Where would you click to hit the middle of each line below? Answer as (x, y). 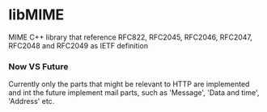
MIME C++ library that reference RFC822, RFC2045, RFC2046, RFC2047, (131, 37)
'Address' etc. (32, 102)
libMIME (36, 15)
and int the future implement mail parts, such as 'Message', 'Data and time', (134, 93)
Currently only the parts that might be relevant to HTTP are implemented (129, 84)
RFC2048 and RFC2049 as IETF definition (78, 45)
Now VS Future (38, 66)
